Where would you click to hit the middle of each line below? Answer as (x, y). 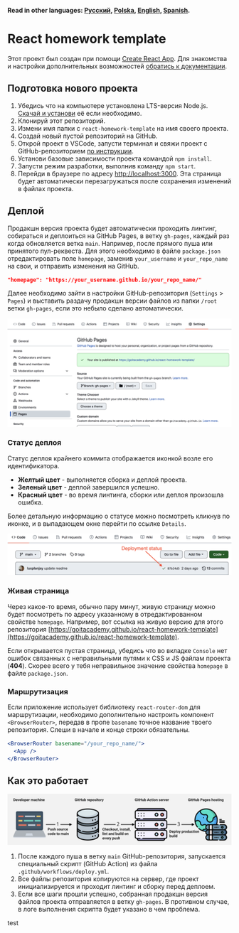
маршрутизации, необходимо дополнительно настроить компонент (111, 714)
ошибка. (30, 502)
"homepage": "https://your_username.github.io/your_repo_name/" (105, 280)
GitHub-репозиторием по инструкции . (75, 151)
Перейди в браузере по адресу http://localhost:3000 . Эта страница (119, 173)
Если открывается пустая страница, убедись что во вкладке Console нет (117, 650)
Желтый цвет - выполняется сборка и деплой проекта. (102, 480)
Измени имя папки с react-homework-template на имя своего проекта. (123, 128)
